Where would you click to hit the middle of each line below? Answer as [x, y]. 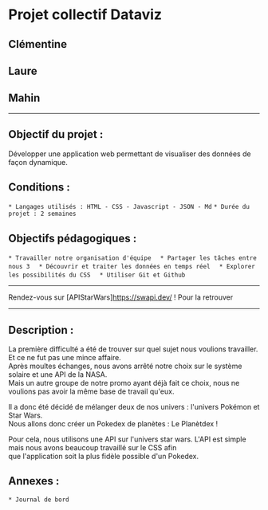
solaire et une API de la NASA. [58, 375]
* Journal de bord [39, 500]
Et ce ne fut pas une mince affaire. [65, 358]
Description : [41, 330]
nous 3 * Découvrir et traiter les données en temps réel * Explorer [132, 267]
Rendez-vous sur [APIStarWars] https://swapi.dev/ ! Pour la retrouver [121, 297]
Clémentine [38, 44]
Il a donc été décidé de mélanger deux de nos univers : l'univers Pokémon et [134, 407]
